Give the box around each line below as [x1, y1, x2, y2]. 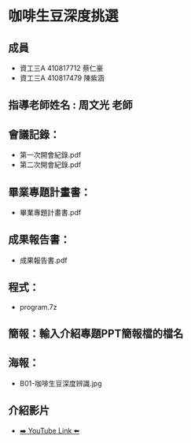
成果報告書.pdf [19, 255, 68, 265]
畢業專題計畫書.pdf [19, 208, 82, 218]
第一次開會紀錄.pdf [19, 151, 82, 160]
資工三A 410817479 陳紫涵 [19, 73, 105, 83]
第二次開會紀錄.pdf [19, 160, 82, 169]
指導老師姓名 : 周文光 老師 [8, 99, 133, 112]
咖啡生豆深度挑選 [8, 7, 119, 25]
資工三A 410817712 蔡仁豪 [19, 64, 104, 73]
